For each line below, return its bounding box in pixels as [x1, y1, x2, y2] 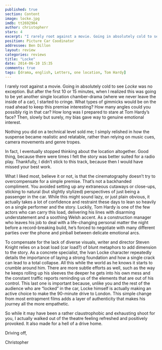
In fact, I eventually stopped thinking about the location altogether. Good [5, 148, 148, 154]
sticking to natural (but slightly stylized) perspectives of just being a [5, 188, 140, 194]
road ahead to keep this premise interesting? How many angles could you [5, 104, 151, 109]
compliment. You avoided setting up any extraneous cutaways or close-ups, [5, 183, 156, 189]
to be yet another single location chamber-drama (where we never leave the [5, 93, 156, 99]
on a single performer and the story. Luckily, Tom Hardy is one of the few [5, 204, 150, 210]
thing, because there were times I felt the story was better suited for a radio [5, 153, 155, 159]
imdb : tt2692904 [5, 20, 38, 26]
